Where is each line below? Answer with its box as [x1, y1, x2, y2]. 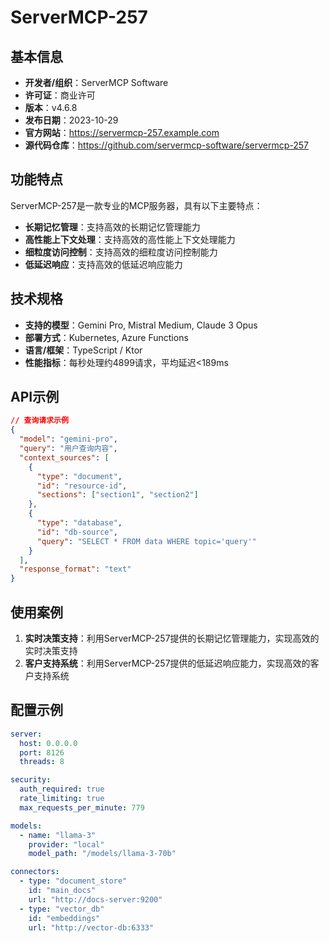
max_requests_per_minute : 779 [19, 802, 145, 813]
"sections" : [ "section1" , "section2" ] [36, 490, 199, 500]
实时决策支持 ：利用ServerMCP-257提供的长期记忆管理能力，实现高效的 [24, 632, 320, 644]
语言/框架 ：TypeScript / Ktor [24, 344, 143, 356]
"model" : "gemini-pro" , [19, 434, 118, 445]
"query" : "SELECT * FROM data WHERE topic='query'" [36, 536, 257, 546]
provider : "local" [28, 839, 105, 850]
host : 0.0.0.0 [19, 738, 78, 748]
